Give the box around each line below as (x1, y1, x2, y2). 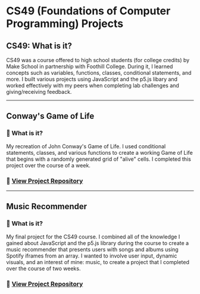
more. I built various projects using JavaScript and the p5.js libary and (6, 76, 177, 82)
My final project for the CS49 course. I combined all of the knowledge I (6, 233, 180, 240)
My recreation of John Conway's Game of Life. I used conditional (6, 142, 166, 150)
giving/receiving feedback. (6, 88, 72, 95)
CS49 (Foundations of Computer (6, 4, 171, 18)
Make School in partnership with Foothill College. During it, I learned (6, 63, 173, 70)
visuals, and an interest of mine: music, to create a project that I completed (6, 258, 189, 265)
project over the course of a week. (6, 161, 91, 169)
